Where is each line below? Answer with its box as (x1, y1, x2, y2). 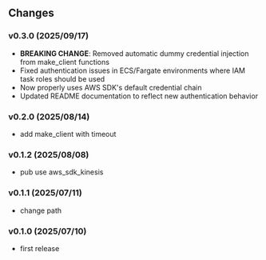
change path (19, 206, 62, 215)
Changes (8, 6, 54, 20)
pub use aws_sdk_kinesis (19, 167, 104, 177)
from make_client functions (19, 57, 110, 66)
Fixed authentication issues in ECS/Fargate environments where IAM (19, 66, 246, 75)
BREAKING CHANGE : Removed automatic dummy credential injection (19, 48, 249, 58)
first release (19, 243, 60, 253)
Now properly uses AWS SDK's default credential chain (19, 82, 202, 92)
